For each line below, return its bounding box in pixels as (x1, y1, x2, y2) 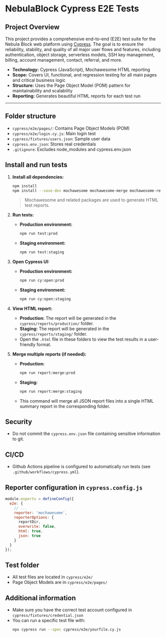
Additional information (5, 594, 76, 602)
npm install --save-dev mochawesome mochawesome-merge (12, 188, 128, 193)
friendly (19, 341, 36, 348)
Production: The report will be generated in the (19, 315, 117, 321)
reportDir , (18, 519, 41, 524)
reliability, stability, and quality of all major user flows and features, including (5, 47, 161, 52)
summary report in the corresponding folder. (19, 403, 110, 409)
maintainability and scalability (12, 88, 73, 93)
